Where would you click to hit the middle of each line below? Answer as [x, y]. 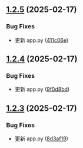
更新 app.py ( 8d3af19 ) [41, 139]
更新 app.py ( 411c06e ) [41, 40]
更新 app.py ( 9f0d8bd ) [42, 89]
